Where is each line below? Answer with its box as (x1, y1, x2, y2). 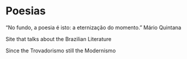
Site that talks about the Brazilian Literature (5, 35, 112, 42)
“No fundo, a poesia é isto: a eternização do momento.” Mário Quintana (5, 24, 182, 31)
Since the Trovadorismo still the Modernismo (5, 46, 116, 54)
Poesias (5, 4, 46, 18)
